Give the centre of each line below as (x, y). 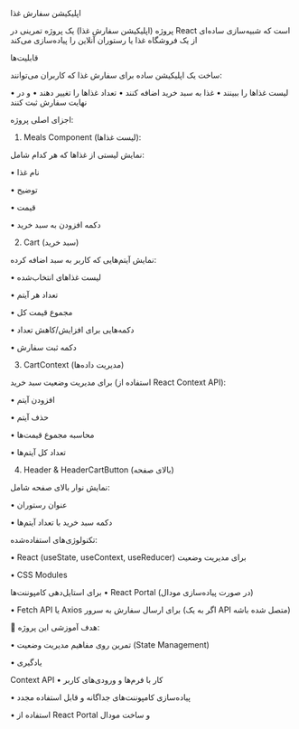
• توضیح (24, 190)
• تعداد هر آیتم (34, 294)
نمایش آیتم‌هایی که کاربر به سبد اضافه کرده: (84, 260)
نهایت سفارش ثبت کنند (49, 102)
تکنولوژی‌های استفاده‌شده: (54, 540)
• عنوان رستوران (39, 505)
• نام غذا (25, 172)
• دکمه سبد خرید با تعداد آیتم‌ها (61, 522)
